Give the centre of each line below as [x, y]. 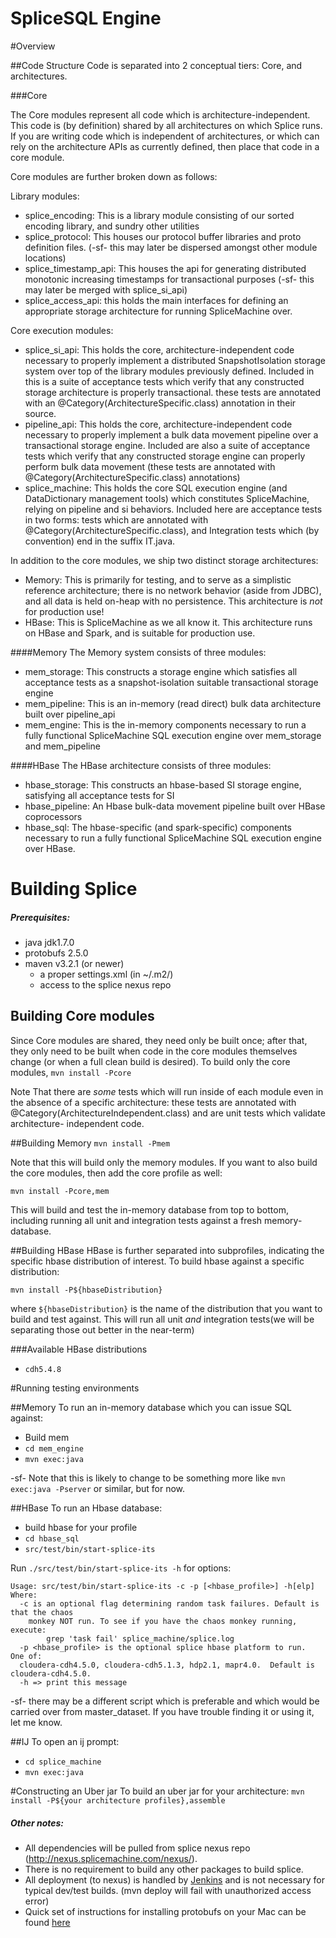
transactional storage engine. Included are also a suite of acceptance [167, 445]
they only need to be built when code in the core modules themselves [154, 1051]
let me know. [36, 1722]
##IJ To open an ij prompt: [65, 1741]
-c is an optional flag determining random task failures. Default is [169, 1603]
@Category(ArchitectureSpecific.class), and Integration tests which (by [172, 530]
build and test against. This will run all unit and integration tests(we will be [162, 1319]
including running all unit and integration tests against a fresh [136, 1220]
